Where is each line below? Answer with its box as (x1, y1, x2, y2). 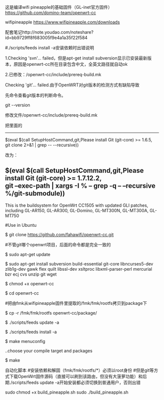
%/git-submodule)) (5, 189, 65, 198)
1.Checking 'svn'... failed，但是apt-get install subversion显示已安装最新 (5, 55, 147, 61)
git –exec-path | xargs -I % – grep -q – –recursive (5, 182, 156, 190)
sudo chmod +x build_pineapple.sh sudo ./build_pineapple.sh (5, 389, 128, 395)
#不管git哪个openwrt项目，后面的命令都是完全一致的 (5, 241, 111, 247)
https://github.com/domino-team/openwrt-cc (5, 10, 96, 16)
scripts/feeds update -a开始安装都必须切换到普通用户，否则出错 (12, 380, 141, 385)
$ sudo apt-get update (5, 251, 50, 257)
